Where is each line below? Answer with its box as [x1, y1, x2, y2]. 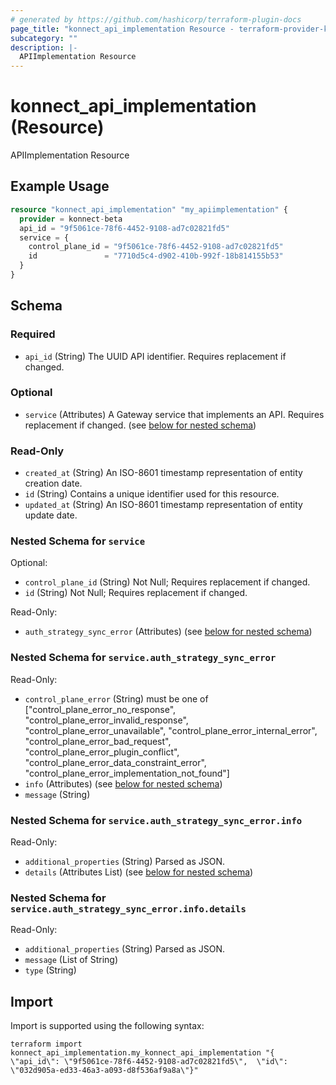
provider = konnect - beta [19, 214, 123, 224]
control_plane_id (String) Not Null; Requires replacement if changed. [24, 576, 311, 588]
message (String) [24, 788, 91, 800]
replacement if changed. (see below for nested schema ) [24, 419, 257, 431]
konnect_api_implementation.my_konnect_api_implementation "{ [10, 1048, 275, 1058]
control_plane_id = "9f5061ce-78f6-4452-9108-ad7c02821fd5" [28, 242, 284, 252]
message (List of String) [24, 954, 119, 966]
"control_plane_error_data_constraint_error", [24, 756, 207, 768]
